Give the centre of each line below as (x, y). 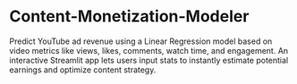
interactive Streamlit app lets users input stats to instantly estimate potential (149, 60)
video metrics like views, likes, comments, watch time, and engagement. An (149, 50)
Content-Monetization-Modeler (129, 17)
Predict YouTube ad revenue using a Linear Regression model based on (141, 41)
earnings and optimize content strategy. (83, 70)
